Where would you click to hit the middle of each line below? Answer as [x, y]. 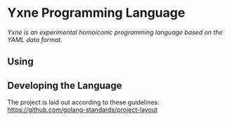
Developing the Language [65, 85]
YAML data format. [35, 39]
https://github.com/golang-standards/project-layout [83, 110]
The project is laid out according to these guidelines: [83, 102]
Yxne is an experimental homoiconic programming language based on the [115, 32]
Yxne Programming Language [96, 13]
